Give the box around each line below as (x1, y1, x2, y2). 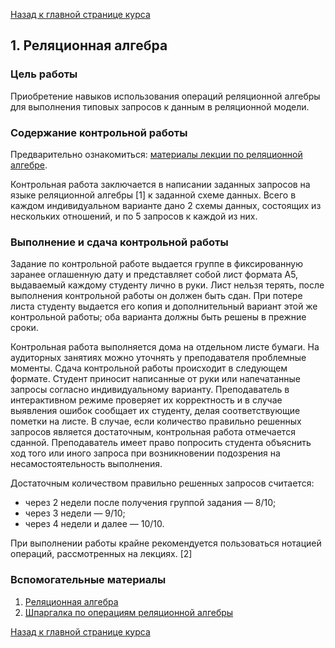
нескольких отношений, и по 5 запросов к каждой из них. (10, 210, 258, 222)
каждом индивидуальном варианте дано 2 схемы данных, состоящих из (10, 199, 322, 211)
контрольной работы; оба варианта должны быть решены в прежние (10, 311, 307, 323)
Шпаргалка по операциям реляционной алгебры (24, 606, 234, 618)
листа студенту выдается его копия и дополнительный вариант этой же (10, 300, 318, 313)
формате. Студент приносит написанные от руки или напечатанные (10, 373, 302, 385)
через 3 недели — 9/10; (24, 507, 126, 519)
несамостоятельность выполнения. (10, 458, 163, 470)
